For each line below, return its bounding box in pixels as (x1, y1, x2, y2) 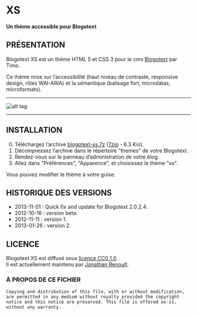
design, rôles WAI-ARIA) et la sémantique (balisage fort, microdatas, (6, 79, 171, 86)
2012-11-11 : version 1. (14, 216, 67, 223)
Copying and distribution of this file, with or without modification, (6, 289, 185, 295)
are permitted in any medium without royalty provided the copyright (6, 294, 180, 300)
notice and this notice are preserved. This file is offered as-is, (6, 299, 177, 305)
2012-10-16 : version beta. (14, 210, 78, 217)
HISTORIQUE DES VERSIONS (6, 187, 113, 197)
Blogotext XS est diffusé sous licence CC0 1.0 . (6, 255, 118, 262)
